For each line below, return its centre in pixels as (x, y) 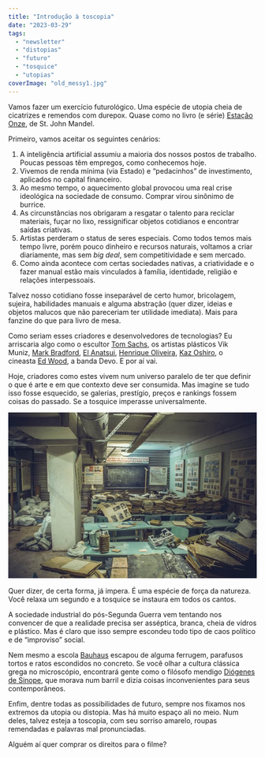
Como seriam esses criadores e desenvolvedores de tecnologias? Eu (120, 335)
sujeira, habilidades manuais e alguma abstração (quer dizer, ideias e (120, 303)
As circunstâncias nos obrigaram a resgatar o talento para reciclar (127, 212)
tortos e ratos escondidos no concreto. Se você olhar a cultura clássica (124, 663)
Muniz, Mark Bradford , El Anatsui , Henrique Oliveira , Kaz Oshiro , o (116, 352)
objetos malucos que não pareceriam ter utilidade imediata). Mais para (123, 312)
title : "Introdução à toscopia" (61, 17)
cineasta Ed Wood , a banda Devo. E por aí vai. (83, 361)
